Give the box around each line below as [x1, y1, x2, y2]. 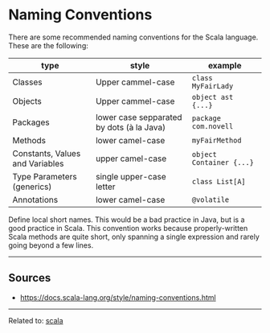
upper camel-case [95, 153, 167, 164]
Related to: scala [8, 315, 63, 325]
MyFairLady [191, 81, 234, 90]
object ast [191, 92, 234, 101]
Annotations [12, 194, 59, 205]
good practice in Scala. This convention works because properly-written [8, 223, 248, 232]
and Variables [12, 158, 64, 169]
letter [95, 181, 116, 192]
